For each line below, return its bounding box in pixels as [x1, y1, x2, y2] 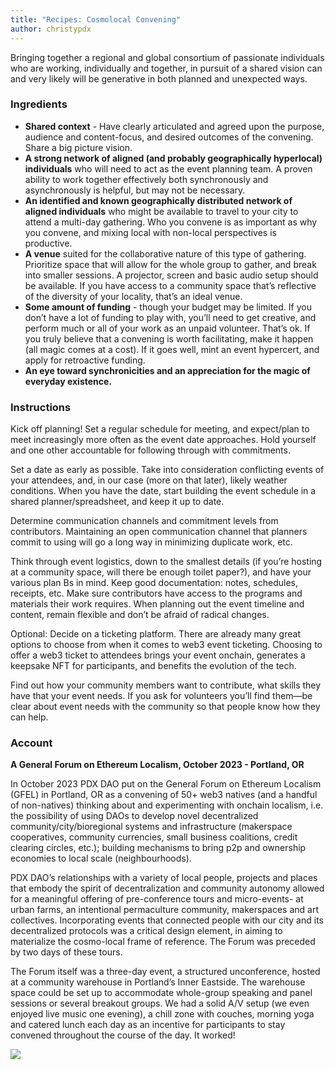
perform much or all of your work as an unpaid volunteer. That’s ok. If [24, 322, 311, 334]
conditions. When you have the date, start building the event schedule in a [10, 485, 317, 497]
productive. [24, 237, 73, 249]
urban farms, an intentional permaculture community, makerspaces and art [10, 904, 320, 916]
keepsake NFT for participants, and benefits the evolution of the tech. [10, 660, 297, 672]
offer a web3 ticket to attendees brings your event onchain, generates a [10, 649, 306, 661]
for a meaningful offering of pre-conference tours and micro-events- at [10, 893, 304, 905]
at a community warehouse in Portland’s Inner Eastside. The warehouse [10, 976, 306, 988]
